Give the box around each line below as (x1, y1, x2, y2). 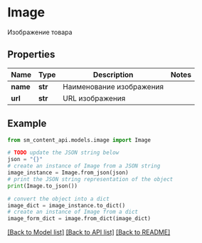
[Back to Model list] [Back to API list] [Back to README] (7, 228, 171, 237)
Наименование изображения (63, 81, 164, 91)
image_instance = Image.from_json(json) (7, 169, 129, 177)
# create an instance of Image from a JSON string (7, 162, 161, 170)
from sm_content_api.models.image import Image (7, 136, 151, 143)
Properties (7, 48, 55, 61)
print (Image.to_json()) (7, 182, 78, 190)
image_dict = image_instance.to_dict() (7, 202, 126, 209)
